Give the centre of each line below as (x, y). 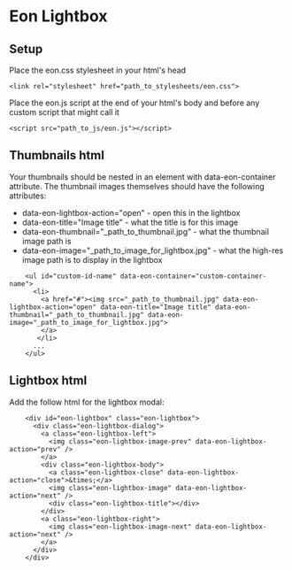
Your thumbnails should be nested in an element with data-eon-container (142, 177)
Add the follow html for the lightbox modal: (87, 402)
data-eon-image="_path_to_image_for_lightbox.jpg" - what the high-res (153, 250)
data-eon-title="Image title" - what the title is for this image (130, 222)
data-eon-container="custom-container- (193, 276)
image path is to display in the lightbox (92, 259)
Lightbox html (48, 381)
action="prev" (35, 449)
